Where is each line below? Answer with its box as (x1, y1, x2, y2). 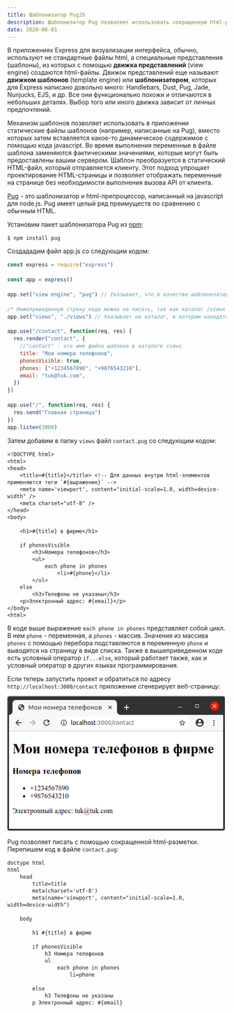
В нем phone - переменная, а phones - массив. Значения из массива (7, 631, 209, 640)
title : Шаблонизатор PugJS (7, 11, 86, 18)
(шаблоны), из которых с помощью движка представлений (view (7, 61, 204, 69)
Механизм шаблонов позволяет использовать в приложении (7, 119, 189, 127)
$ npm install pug (7, 235, 61, 242)
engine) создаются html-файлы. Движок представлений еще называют (7, 69, 219, 77)
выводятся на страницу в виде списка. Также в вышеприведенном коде (7, 646, 223, 654)
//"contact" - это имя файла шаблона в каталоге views (19, 343, 182, 350)
